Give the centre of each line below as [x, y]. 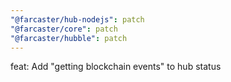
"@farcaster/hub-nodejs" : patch [77, 19]
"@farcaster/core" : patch [64, 29]
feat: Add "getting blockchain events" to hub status [116, 67]
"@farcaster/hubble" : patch [69, 38]
